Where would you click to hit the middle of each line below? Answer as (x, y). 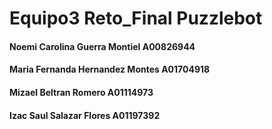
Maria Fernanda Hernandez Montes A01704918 (110, 69)
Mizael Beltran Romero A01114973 (81, 92)
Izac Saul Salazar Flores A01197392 (85, 115)
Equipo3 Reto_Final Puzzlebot (136, 18)
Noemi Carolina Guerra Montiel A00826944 (102, 46)
